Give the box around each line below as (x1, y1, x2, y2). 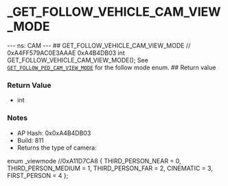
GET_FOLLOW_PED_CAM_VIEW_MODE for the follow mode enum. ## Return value (7, 63, 216, 71)
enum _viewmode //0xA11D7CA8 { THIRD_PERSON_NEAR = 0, (7, 156, 181, 165)
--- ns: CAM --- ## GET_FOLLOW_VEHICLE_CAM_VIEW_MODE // (7, 41, 191, 49)
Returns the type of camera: (16, 143, 98, 152)
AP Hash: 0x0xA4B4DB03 (16, 128, 91, 137)
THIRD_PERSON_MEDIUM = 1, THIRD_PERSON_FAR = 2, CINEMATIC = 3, (7, 164, 213, 172)
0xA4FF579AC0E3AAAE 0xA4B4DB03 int (7, 49, 125, 57)
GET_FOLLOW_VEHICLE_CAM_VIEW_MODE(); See (7, 56, 149, 64)
